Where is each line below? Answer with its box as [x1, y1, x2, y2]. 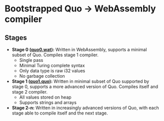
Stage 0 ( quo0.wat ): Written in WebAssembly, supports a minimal [11, 47, 147, 52]
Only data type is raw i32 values [19, 68, 85, 74]
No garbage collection [19, 73, 65, 79]
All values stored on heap [19, 94, 72, 100]
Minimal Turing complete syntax [19, 63, 85, 68]
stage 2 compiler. [11, 89, 48, 95]
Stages [4, 33, 27, 42]
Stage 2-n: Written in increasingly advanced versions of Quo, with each [11, 105, 160, 111]
